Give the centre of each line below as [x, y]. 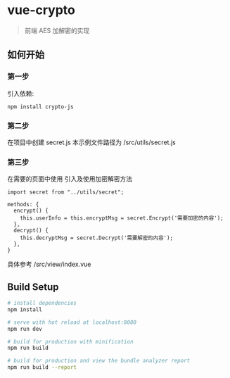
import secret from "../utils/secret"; [66, 192]
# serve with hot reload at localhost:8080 [72, 322]
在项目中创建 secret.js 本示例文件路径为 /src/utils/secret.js [91, 142]
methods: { [23, 205]
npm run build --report [42, 367]
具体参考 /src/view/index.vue [49, 264]
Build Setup [33, 287]
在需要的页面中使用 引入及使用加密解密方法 [70, 179]
